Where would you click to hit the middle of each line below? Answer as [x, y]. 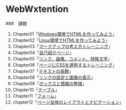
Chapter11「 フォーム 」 [36, 96]
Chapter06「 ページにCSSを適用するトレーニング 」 [65, 65]
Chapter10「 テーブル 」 [36, 90]
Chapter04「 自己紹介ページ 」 [43, 53]
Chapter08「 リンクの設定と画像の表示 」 [54, 77]
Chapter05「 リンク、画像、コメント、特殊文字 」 [63, 58]
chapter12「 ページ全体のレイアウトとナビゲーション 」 [68, 102]
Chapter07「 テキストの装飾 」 [43, 71]
